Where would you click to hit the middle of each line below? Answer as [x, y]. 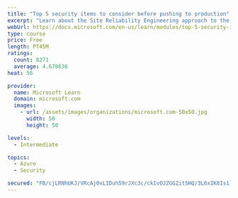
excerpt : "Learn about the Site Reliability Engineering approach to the [119, 21]
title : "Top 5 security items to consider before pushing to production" [119, 14]
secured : [20, 184]
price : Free [25, 40]
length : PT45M [28, 47]
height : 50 [42, 125]
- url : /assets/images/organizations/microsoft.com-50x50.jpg [114, 112]
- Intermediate [36, 145]
